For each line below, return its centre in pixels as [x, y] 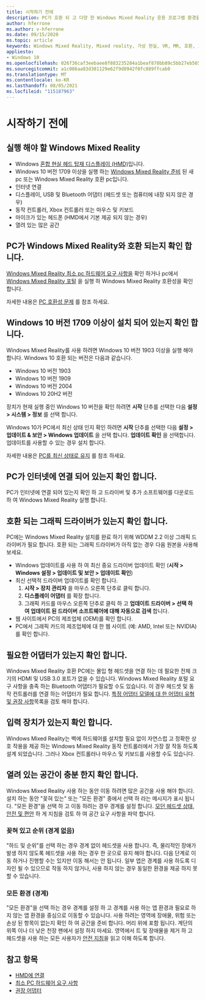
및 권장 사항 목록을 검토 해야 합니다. [48, 701]
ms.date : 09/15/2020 [33, 35]
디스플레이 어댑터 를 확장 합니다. [63, 596]
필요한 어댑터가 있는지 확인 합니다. [67, 655]
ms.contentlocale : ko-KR [38, 80]
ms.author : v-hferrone [35, 29]
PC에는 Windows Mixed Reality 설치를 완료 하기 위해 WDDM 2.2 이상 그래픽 [98, 537]
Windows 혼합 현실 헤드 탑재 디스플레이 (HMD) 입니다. [80, 164]
